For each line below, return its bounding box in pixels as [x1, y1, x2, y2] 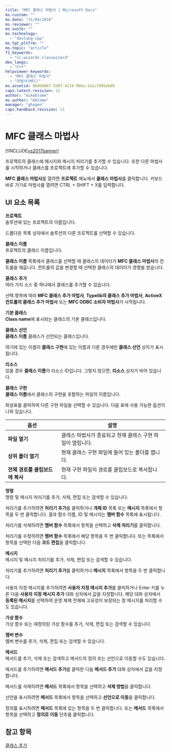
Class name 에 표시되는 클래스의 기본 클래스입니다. [5, 316, 107, 322]
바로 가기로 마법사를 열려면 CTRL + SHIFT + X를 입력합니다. [5, 181, 126, 188]
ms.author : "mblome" [5, 97, 49, 102]
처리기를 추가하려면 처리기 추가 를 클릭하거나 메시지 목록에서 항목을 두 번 [5, 567, 148, 574]
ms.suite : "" [5, 27, 33, 32]
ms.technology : [5, 31, 38, 36]
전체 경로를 [8, 466, 33, 473]
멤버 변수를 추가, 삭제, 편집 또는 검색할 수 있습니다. [5, 638, 106, 644]
